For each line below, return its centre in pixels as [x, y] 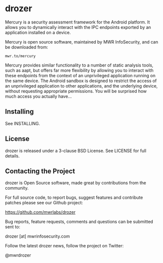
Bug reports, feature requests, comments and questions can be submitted [79, 222]
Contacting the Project [40, 171]
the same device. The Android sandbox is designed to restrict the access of [81, 81]
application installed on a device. [38, 32]
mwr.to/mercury [20, 56]
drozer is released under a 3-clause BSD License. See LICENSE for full [76, 151]
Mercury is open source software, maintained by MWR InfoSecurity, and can [81, 42]
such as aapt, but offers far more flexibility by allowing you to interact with [79, 70]
